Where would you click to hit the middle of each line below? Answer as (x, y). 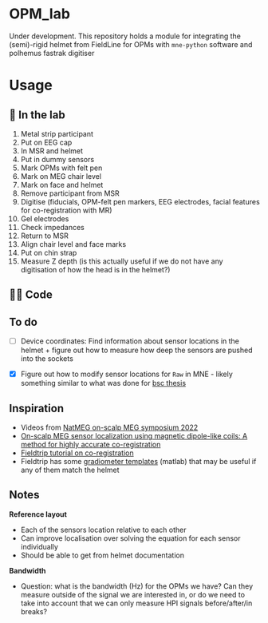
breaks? (33, 611)
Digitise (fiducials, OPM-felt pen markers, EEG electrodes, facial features (140, 201)
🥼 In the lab (37, 115)
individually (39, 546)
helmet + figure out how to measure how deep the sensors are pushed (136, 350)
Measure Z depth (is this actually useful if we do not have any (122, 261)
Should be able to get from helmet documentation (102, 555)
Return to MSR (44, 236)
